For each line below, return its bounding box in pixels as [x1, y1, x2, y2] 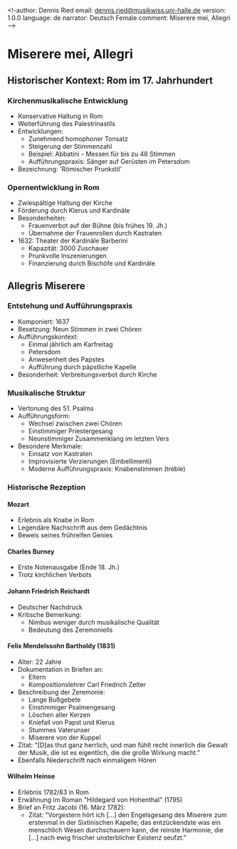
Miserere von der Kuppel [28, 733, 101, 742]
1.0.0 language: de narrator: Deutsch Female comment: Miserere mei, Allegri [7, 14, 231, 22]
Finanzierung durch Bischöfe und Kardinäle [28, 259, 155, 268]
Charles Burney [7, 547, 55, 556]
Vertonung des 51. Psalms [17, 404, 94, 413]
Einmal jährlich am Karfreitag [28, 339, 113, 348]
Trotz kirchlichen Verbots [17, 571, 92, 579]
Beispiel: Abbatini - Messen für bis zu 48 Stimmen [28, 149, 176, 158]
